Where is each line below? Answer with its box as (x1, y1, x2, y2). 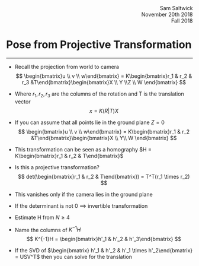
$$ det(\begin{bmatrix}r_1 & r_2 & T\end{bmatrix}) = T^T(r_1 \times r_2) (17, 173, 190, 180)
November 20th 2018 (141, 11, 193, 18)
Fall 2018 (171, 17, 193, 24)
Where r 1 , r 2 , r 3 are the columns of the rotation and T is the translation (14, 90, 185, 99)
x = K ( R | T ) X (89, 107, 118, 114)
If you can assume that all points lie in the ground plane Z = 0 (14, 119, 165, 126)
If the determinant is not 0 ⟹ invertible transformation (14, 202, 148, 209)
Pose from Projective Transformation (6, 38, 192, 52)
